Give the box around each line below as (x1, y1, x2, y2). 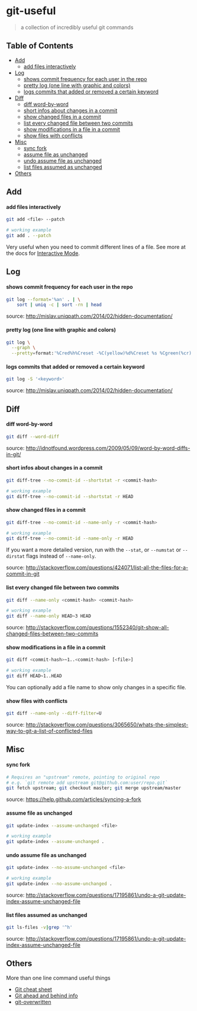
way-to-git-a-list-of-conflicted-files (6, 728, 93, 735)
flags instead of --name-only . (26, 553, 96, 560)
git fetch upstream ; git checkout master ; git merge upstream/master (6, 785, 182, 791)
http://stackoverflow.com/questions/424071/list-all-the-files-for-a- (25, 564, 189, 571)
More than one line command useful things (6, 974, 111, 981)
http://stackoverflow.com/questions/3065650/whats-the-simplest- (25, 721, 189, 728)
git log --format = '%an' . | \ (6, 296, 81, 302)
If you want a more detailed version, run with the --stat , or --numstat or (6, 546, 182, 554)
